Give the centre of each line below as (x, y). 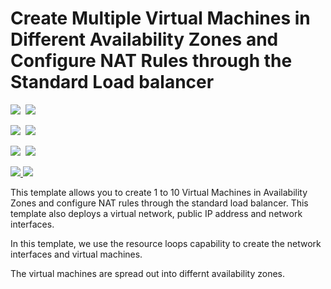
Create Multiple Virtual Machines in (160, 18)
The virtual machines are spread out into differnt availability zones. (148, 273)
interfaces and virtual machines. (76, 254)
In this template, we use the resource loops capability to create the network (166, 243)
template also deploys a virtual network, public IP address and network (156, 213)
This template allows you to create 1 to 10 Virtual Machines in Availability (159, 192)
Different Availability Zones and (144, 39)
